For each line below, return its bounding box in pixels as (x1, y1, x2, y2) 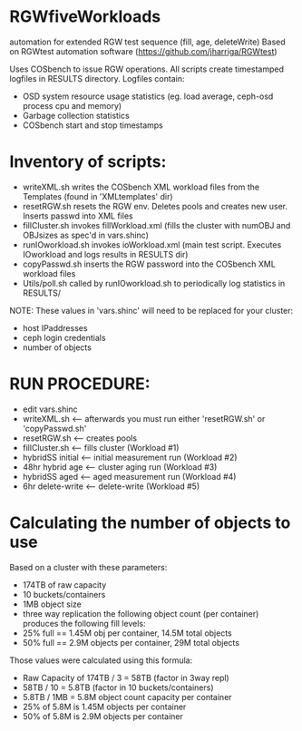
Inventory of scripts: (9, 151, 167, 172)
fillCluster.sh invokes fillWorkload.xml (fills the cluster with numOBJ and (22, 219, 291, 230)
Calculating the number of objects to (9, 512, 291, 532)
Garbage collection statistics (22, 110, 130, 121)
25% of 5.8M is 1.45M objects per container (22, 701, 187, 712)
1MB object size (22, 599, 82, 609)
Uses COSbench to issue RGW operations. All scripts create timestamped (9, 63, 284, 74)
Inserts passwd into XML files (22, 210, 133, 221)
